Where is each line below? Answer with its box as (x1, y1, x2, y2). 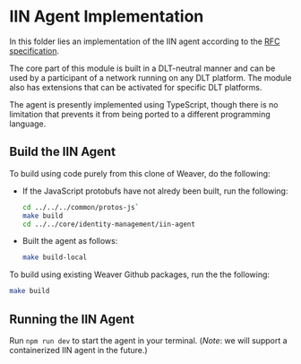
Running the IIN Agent (9, 311, 134, 326)
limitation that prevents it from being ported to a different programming (9, 108, 271, 119)
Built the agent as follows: (21, 236, 118, 247)
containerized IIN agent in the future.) (9, 344, 148, 355)
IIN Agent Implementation (9, 6, 204, 27)
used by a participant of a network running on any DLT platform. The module (9, 72, 292, 82)
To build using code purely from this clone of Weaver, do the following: (9, 168, 271, 178)
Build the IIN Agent (9, 144, 116, 160)
